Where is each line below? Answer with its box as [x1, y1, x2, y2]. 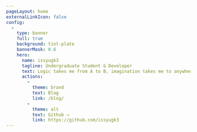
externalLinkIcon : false [6, 14, 67, 20]
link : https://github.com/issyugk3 [32, 117, 119, 123]
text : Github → [32, 112, 69, 117]
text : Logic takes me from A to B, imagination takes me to [21, 68, 172, 74]
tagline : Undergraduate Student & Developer [21, 62, 133, 69]
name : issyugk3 [21, 57, 59, 63]
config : [6, 19, 25, 25]
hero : [16, 52, 30, 58]
